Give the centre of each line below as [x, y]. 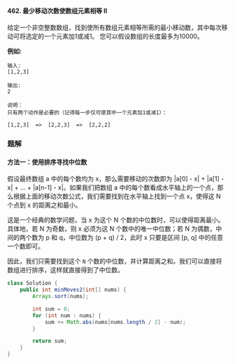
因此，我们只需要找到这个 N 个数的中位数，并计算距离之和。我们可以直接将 [115, 261]
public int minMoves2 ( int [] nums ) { [73, 290]
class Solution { [33, 283]
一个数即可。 [26, 246]
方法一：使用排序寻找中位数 [47, 162]
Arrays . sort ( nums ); [61, 297]
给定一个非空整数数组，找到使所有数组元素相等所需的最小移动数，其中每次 [114, 27]
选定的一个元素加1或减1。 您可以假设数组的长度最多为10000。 [115, 36]
